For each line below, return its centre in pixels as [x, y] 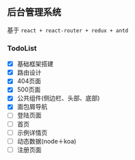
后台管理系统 [34, 12]
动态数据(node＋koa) [47, 141]
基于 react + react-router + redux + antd [68, 30]
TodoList [22, 48]
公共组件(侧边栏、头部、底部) [58, 98]
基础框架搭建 [35, 64]
